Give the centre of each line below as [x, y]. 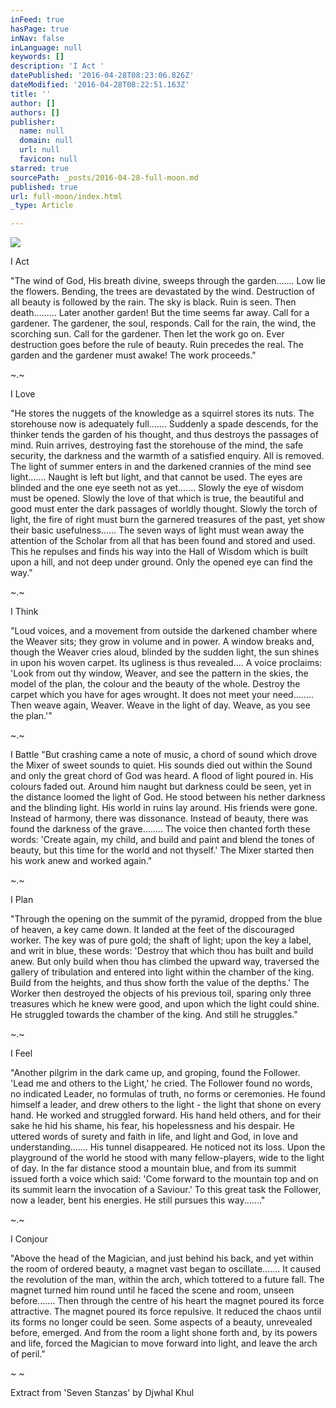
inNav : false [37, 38]
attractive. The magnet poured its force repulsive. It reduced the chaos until [166, 1312]
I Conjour [29, 1239]
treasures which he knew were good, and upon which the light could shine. [165, 1004]
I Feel [21, 1053]
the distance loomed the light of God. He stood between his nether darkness [168, 797]
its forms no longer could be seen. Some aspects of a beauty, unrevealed [161, 1322]
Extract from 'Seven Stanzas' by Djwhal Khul [102, 1393]
